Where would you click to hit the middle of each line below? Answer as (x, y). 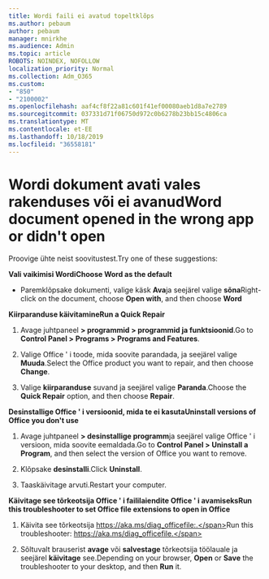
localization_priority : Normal (61, 69)
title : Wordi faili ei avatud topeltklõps (81, 16)
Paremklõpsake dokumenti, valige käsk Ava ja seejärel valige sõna (130, 290)
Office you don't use (43, 421)
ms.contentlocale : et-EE (50, 129)
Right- (251, 290)
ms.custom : (27, 84)
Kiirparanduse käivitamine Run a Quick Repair (87, 314)
